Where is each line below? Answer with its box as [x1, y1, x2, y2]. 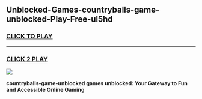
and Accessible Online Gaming [6, 86, 85, 93]
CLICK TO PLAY [6, 32, 53, 41]
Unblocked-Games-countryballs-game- [6, 5, 160, 15]
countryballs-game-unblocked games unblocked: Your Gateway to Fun [6, 79, 188, 86]
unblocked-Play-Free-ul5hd [6, 14, 113, 25]
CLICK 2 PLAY [6, 55, 48, 63]
